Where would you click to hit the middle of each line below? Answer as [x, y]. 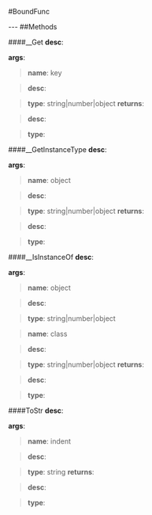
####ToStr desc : [36, 410]
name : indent [49, 441]
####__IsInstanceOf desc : [51, 257]
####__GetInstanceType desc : [58, 149]
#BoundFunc [29, 11]
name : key [44, 73]
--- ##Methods [33, 27]
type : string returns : [61, 472]
